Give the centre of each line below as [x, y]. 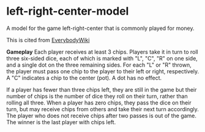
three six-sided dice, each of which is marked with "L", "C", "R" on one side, [102, 58]
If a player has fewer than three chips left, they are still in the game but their [102, 89]
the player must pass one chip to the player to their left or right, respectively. [103, 71]
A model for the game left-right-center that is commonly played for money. [100, 28]
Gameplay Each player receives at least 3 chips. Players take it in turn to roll [102, 52]
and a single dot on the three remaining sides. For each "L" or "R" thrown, [99, 65]
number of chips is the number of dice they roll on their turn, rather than [97, 96]
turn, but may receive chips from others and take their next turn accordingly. [102, 109]
